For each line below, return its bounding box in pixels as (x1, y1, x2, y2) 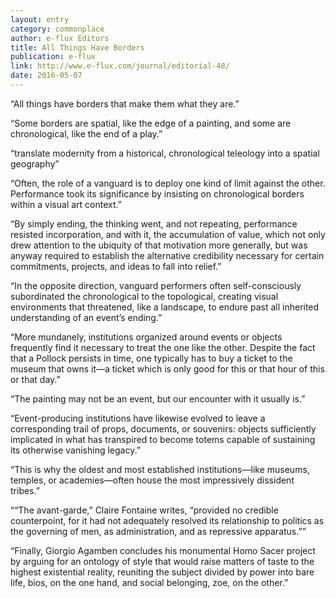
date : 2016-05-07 (10, 71, 83, 81)
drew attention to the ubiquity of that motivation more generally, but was (10, 239, 308, 251)
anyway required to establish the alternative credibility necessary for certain (10, 249, 325, 261)
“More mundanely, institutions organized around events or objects (10, 331, 283, 343)
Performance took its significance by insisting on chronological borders (10, 187, 305, 200)
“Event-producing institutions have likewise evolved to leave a (10, 412, 266, 424)
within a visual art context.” (10, 198, 122, 210)
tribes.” (10, 484, 40, 496)
